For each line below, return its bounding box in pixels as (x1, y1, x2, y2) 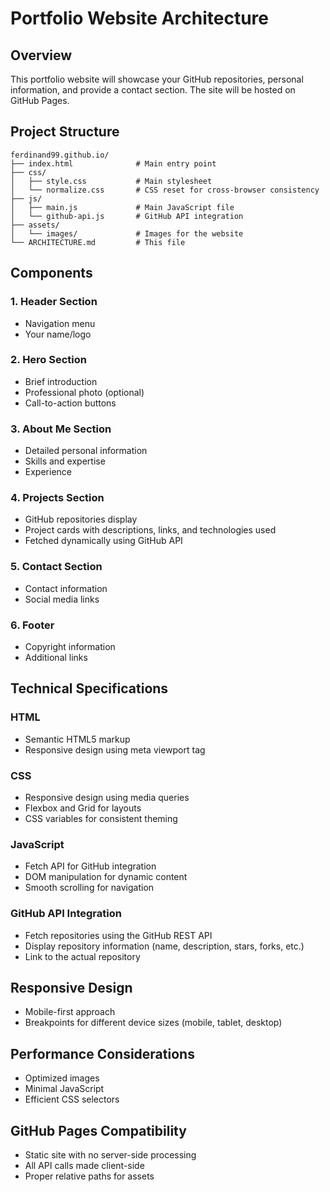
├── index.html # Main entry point (10, 158, 217, 169)
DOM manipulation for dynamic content (24, 871, 188, 883)
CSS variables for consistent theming (24, 812, 178, 824)
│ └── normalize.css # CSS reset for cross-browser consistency (10, 185, 320, 195)
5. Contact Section (10, 560, 103, 574)
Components (10, 265, 93, 282)
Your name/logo (24, 328, 92, 340)
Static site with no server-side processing (24, 1149, 197, 1161)
